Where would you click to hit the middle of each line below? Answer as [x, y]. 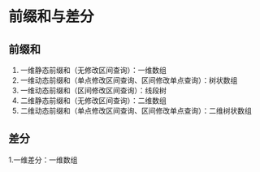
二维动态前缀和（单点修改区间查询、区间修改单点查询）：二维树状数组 [136, 111]
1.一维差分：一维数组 [43, 160]
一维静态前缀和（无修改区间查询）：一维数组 [93, 70]
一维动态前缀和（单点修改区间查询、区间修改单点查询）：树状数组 [129, 80]
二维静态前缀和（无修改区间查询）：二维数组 [93, 101]
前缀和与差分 [52, 17]
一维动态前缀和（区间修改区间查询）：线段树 [93, 90]
